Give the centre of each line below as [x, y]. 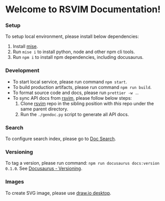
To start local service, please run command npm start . [70, 82]
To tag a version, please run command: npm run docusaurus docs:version [82, 163]
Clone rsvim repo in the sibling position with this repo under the [87, 103]
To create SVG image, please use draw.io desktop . [58, 193]
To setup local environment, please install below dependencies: [72, 36]
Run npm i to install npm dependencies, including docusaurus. [78, 57]
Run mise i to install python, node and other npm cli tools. [74, 52]
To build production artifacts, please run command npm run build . [82, 87]
